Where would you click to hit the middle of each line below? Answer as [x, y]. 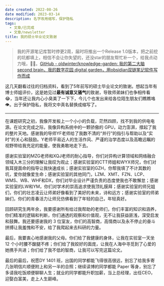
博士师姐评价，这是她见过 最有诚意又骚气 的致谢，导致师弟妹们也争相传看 [78, 92]
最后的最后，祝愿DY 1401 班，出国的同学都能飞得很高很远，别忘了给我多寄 [80, 260]
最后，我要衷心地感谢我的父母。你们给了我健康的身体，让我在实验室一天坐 [80, 238]
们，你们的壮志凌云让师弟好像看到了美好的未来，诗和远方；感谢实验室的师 [80, 192]
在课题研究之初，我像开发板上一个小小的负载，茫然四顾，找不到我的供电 [78, 121]
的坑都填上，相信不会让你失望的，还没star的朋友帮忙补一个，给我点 [85, 57]
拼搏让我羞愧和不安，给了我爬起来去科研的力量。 [54, 227]
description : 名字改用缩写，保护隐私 [39, 19]
